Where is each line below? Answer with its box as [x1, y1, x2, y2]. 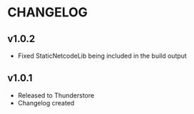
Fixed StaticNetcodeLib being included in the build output [17, 51, 187, 60]
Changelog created [17, 98, 75, 107]
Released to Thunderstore [17, 90, 95, 100]
